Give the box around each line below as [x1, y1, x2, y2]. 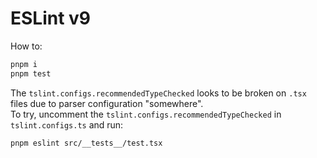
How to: [10, 40, 43, 52]
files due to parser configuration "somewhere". [10, 97, 204, 109]
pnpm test [10, 68, 52, 79]
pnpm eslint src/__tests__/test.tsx [10, 138, 163, 148]
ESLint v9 [10, 7, 92, 30]
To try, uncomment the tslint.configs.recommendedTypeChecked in [10, 108, 282, 120]
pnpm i [10, 59, 38, 69]
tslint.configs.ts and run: [10, 118, 124, 131]
